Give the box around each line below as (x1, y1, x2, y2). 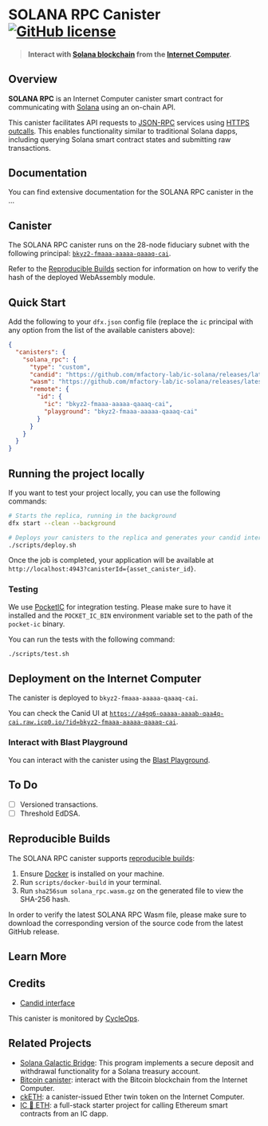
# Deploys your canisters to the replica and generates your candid (8, 533, 241, 542)
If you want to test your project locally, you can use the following (8, 488, 221, 497)
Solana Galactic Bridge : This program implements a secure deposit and (19, 1057, 254, 1067)
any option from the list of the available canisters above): (8, 326, 195, 335)
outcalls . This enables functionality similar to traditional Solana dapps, (8, 126, 238, 136)
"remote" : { (29, 385, 69, 393)
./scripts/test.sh (8, 650, 69, 658)
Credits (8, 977, 46, 990)
